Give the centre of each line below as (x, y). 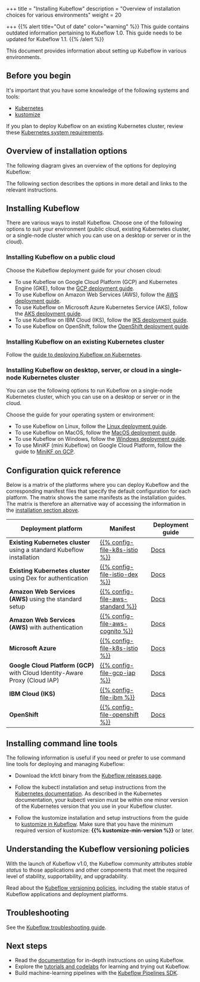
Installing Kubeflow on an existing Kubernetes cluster (85, 341)
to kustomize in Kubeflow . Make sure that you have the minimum (94, 824)
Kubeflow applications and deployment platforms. (67, 894)
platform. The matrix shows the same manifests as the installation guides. (96, 498)
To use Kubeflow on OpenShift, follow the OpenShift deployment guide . (102, 326)
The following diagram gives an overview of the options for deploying (91, 165)
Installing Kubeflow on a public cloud (61, 257)
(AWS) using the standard (46, 599)
